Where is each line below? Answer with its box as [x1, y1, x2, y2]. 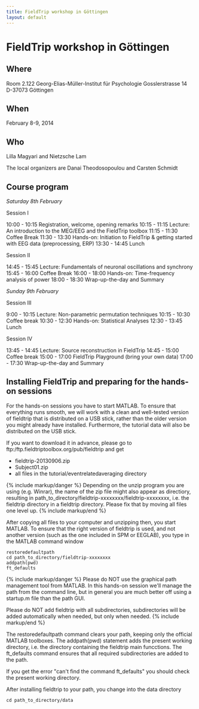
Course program [6, 182, 69, 192]
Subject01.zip [14, 463, 49, 470]
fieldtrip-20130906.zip [14, 457, 71, 464]
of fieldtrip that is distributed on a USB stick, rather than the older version [6, 415, 187, 422]
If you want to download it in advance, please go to [6, 439, 133, 446]
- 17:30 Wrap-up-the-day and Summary [6, 359, 104, 366]
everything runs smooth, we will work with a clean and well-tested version [6, 408, 189, 415]
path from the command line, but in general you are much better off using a [6, 588, 192, 595]
